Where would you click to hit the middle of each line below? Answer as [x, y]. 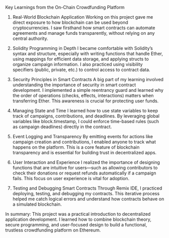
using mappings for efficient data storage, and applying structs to [80, 59]
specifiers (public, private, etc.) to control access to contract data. [81, 70]
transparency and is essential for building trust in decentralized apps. [84, 153]
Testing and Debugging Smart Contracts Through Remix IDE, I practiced [87, 188]
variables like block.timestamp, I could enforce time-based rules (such [86, 121]
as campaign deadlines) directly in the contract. [62, 127]
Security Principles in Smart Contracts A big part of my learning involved [88, 79]
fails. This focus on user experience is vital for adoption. [71, 178]
